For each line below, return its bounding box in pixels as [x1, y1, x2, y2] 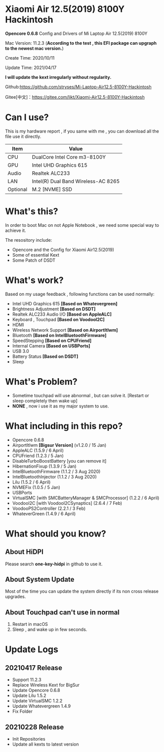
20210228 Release [5, 723, 64, 731]
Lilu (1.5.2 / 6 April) [12, 479, 51, 485]
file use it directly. [5, 133, 41, 139]
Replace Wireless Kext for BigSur [12, 682, 80, 688]
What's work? [5, 274, 64, 286]
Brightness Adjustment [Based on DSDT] [12, 306, 96, 312]
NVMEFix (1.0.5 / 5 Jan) [12, 484, 60, 490]
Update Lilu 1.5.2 [12, 692, 46, 698]
